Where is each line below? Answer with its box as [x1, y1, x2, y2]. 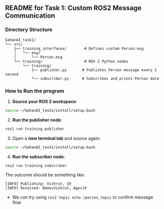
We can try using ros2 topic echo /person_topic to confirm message [12, 194, 153, 200]
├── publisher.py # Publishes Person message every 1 [31, 67, 157, 73]
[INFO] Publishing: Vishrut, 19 [5, 182, 71, 186]
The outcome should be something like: [5, 172, 85, 178]
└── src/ [5, 42, 23, 47]
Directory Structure [5, 26, 53, 33]
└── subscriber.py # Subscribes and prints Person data [31, 76, 160, 81]
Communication [5, 12, 55, 20]
